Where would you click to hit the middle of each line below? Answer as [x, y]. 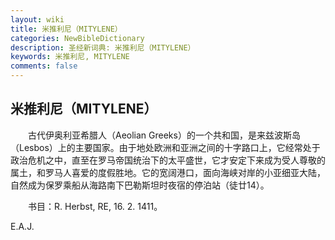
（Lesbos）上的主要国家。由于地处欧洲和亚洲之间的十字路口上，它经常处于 [165, 147]
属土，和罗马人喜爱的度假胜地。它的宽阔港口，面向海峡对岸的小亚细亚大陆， [168, 172]
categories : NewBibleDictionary [77, 38]
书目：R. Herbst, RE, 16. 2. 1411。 [95, 206]
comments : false [44, 66]
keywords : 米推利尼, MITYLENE [70, 57]
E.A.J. [22, 226]
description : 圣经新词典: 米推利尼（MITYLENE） [103, 47]
